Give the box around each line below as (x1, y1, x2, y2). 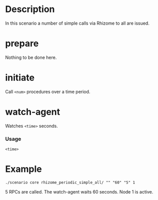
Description (5, 4, 55, 15)
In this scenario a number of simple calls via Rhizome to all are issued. (5, 20, 150, 26)
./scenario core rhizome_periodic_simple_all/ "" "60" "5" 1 (5, 180, 135, 185)
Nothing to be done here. (5, 54, 57, 60)
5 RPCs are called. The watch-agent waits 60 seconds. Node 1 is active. (5, 188, 153, 194)
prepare (5, 38, 39, 49)
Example (5, 163, 42, 175)
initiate (5, 72, 35, 83)
